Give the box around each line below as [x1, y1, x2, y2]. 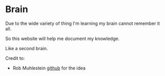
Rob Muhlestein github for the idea [12, 65, 86, 71]
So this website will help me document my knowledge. [5, 35, 120, 42]
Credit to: [5, 55, 25, 61]
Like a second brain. [5, 45, 48, 51]
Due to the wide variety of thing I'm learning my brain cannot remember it [5, 20, 160, 26]
